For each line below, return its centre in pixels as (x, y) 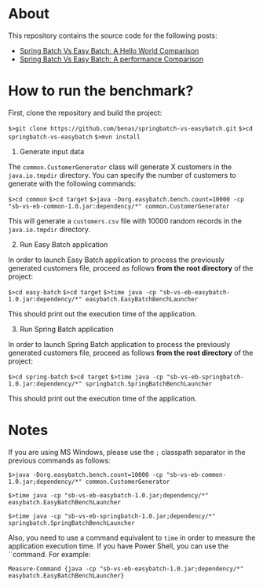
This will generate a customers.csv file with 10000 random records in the (125, 220)
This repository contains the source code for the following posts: (113, 35)
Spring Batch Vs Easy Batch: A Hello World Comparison (109, 50)
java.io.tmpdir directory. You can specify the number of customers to (122, 175)
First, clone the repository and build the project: (85, 113)
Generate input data (52, 151)
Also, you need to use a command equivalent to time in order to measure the (132, 537)
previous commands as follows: (59, 460)
